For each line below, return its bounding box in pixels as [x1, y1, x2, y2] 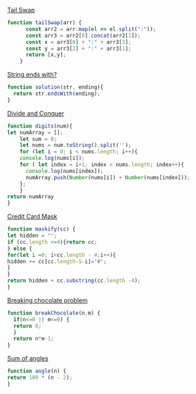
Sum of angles [7, 355, 48, 363]
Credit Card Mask [7, 213, 57, 221]
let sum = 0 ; [19, 135, 57, 143]
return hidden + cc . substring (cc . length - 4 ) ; [7, 277, 141, 285]
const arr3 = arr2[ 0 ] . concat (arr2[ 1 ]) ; [25, 32, 141, 39]
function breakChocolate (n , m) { [7, 310, 100, 316]
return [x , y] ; [25, 51, 67, 58]
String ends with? [7, 71, 57, 79]
